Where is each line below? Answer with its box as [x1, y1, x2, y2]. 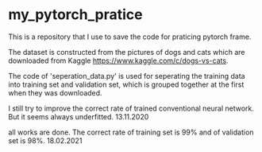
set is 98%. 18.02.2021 [8, 135, 83, 145]
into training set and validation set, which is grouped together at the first [8, 80, 245, 89]
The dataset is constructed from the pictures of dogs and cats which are [8, 47, 245, 57]
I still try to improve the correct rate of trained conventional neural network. [8, 103, 254, 113]
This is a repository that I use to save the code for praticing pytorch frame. [8, 32, 252, 41]
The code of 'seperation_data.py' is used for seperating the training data [8, 71, 245, 80]
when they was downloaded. [8, 88, 102, 97]
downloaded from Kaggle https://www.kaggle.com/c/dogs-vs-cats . [8, 56, 229, 65]
